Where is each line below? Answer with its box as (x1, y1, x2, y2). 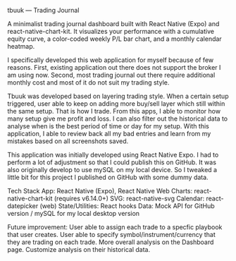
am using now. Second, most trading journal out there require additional (7, 71, 216, 79)
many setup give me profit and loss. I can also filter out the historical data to (7, 114, 228, 123)
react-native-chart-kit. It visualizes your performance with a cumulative (7, 28, 215, 35)
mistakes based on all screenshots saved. (7, 137, 129, 145)
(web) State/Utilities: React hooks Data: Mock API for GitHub (39, 202, 215, 210)
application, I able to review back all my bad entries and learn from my (7, 130, 211, 138)
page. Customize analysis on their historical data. (7, 245, 150, 253)
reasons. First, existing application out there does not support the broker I (7, 63, 221, 71)
